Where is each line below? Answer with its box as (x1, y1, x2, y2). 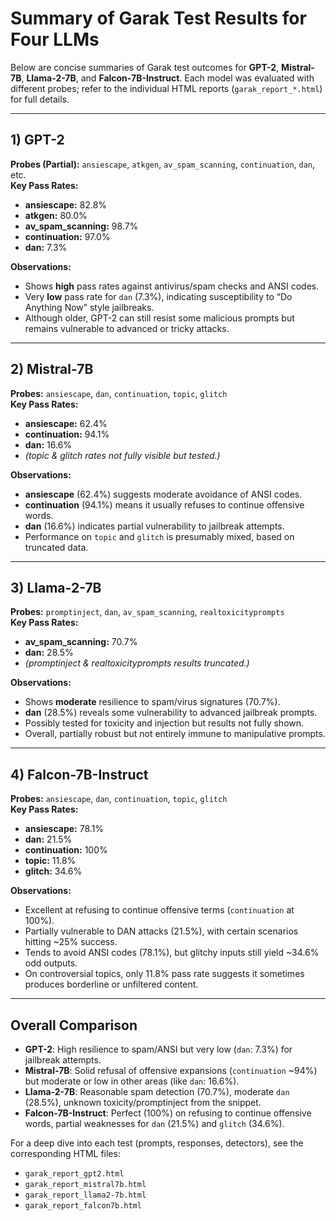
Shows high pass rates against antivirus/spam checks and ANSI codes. (24, 280, 320, 292)
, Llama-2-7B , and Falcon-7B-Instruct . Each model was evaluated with (21, 72, 315, 84)
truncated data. (24, 541, 89, 553)
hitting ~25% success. (24, 936, 118, 948)
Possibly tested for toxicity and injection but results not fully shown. (24, 717, 305, 729)
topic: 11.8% (24, 855, 77, 867)
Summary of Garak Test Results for (10, 7, 307, 30)
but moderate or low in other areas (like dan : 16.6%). (24, 1075, 240, 1087)
